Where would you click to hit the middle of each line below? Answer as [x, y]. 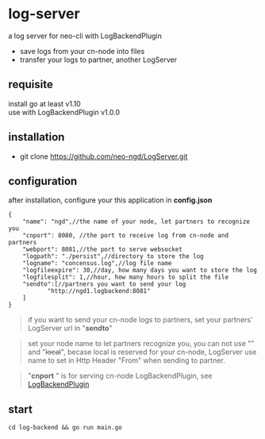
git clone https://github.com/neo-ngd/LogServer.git [104, 156]
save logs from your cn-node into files [82, 51]
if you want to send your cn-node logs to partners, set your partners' [140, 320]
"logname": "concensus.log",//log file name [97, 264]
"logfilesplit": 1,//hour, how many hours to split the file [125, 277]
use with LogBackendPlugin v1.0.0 [64, 112]
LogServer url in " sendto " [70, 328]
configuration [43, 181]
